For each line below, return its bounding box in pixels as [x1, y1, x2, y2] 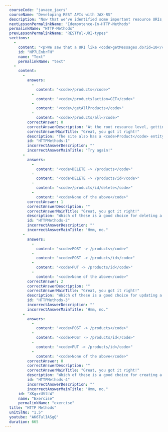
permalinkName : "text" [18, 59, 66, 64]
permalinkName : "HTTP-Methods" [9, 26, 75, 31]
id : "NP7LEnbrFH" [18, 49, 55, 54]
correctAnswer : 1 [27, 199, 64, 204]
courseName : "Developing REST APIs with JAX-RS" [9, 12, 113, 17]
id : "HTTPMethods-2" [27, 218, 70, 223]
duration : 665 [9, 419, 39, 424]
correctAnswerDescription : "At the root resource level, [27, 124, 149, 129]
